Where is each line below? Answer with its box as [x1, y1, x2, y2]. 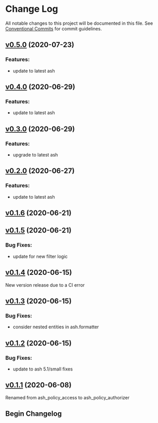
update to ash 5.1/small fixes [12, 366, 73, 372]
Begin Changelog [5, 410, 62, 418]
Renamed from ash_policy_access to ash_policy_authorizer [5, 394, 130, 400]
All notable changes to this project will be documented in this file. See [5, 20, 153, 26]
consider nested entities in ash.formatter [12, 324, 99, 330]
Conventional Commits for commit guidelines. [5, 25, 102, 31]
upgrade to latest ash [12, 152, 58, 157]
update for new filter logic [12, 253, 68, 259]
